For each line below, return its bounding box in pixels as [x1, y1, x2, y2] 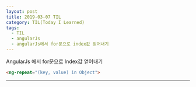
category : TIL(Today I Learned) [6, 19, 85, 25]
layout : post [6, 8, 38, 15]
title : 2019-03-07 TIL [6, 14, 61, 20]
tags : [6, 25, 19, 31]
